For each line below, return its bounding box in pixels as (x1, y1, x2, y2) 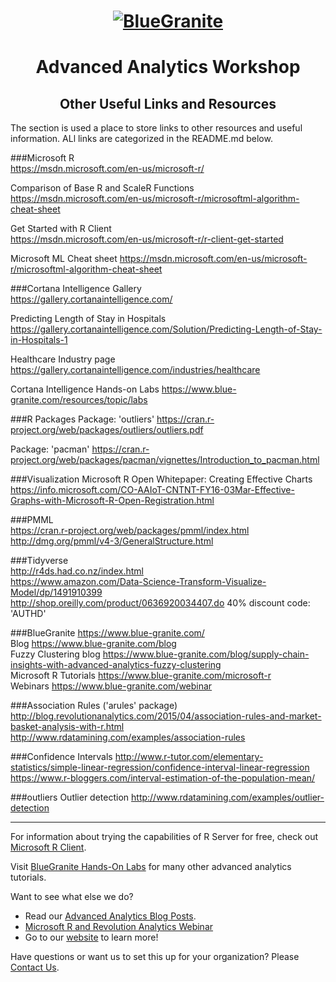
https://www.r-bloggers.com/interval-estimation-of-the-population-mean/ (10, 772, 316, 784)
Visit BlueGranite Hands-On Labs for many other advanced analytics (10, 861, 292, 873)
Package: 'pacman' (10, 443, 90, 455)
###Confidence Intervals (10, 751, 113, 763)
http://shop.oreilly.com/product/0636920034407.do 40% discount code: (10, 597, 311, 609)
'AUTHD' (10, 608, 47, 620)
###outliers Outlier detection (10, 791, 130, 804)
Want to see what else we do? (10, 891, 134, 903)
